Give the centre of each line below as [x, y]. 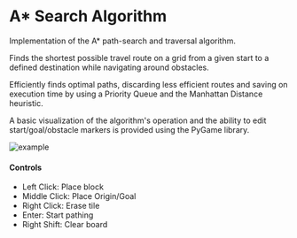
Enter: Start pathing [58, 215]
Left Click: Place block [63, 187]
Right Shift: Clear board [65, 225]
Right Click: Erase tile [61, 206]
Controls [26, 167]
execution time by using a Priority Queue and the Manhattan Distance [136, 94]
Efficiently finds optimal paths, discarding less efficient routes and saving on [148, 84]
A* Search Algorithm [88, 16]
